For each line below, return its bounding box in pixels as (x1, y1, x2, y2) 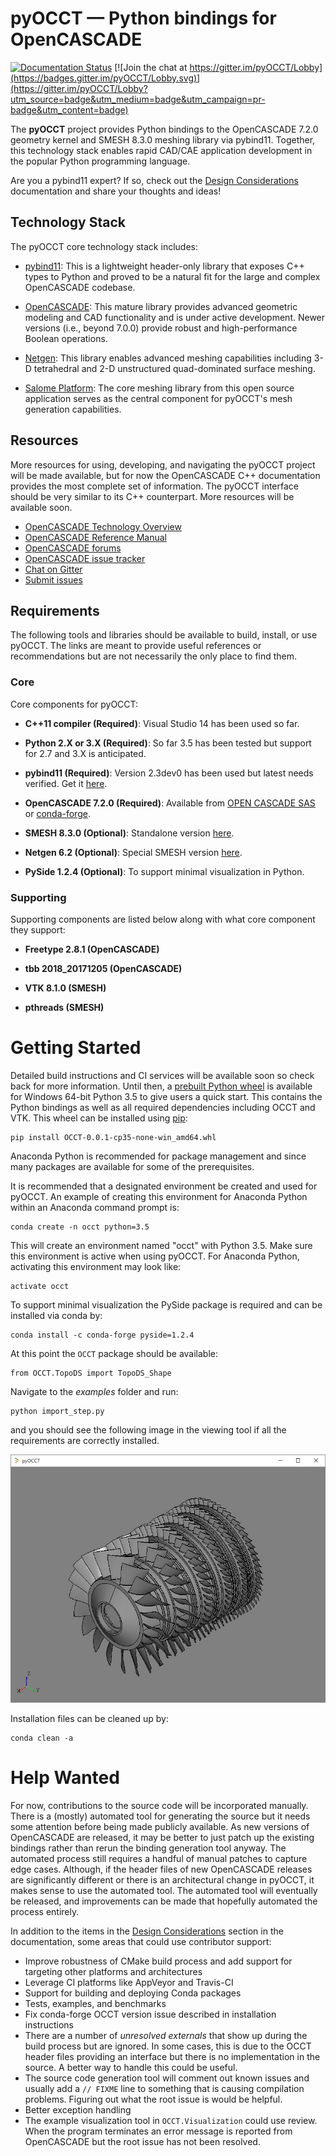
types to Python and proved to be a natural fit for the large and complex (24, 270, 321, 282)
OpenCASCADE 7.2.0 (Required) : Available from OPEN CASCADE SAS (24, 797, 316, 809)
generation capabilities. (24, 403, 122, 415)
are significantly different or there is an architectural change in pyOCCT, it (10, 1874, 315, 1886)
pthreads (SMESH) (24, 1001, 105, 1013)
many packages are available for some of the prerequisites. (10, 1160, 255, 1172)
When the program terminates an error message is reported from (24, 2125, 293, 2137)
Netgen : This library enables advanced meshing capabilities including (24, 352, 312, 364)
